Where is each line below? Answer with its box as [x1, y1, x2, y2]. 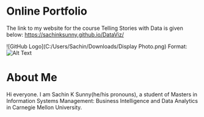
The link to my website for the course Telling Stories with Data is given [6, 24, 183, 32]
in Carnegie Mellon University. [6, 104, 82, 111]
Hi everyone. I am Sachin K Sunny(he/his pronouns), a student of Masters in [6, 90, 197, 98]
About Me [6, 71, 57, 85]
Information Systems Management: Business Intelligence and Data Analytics [6, 97, 199, 104]
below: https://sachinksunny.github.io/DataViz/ [6, 30, 124, 38]
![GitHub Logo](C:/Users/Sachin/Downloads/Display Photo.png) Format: [6, 43, 188, 50]
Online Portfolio [6, 4, 87, 18]
